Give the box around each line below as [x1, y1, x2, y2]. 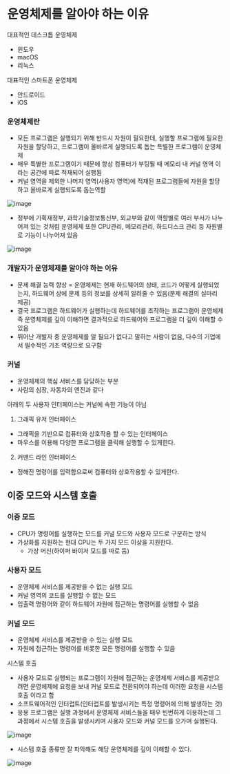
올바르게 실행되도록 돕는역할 [30, 186, 106, 194]
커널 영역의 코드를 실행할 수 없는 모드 [17, 591, 117, 599]
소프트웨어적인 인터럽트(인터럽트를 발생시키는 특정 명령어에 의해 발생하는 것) [17, 699, 222, 708]
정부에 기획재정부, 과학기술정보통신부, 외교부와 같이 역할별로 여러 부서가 [17, 214, 211, 222]
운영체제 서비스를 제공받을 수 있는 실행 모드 [17, 636, 134, 644]
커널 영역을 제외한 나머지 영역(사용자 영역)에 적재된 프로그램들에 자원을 [17, 177, 208, 185]
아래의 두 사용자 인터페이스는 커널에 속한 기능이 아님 [7, 400, 147, 408]
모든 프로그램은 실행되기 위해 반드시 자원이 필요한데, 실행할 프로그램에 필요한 [17, 134, 224, 142]
